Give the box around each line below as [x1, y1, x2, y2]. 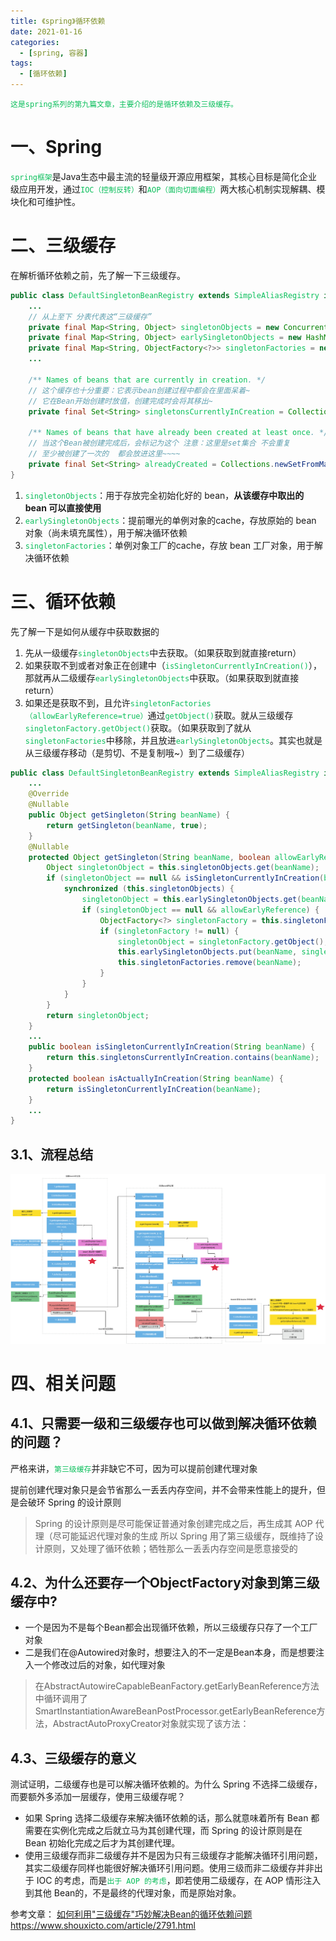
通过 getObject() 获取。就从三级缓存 [147, 709, 294, 721]
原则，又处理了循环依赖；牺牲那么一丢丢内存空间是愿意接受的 [43, 1542, 298, 1554]
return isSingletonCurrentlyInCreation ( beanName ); [46, 1084, 262, 1094]
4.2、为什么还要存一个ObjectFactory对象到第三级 [10, 1574, 320, 1591]
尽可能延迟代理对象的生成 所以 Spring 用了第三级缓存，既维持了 [52, 1530, 315, 1542]
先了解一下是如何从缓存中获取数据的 [10, 625, 160, 637]
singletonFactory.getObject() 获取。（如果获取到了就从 [24, 721, 252, 734]
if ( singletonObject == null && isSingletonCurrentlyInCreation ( [46, 873, 325, 884]
